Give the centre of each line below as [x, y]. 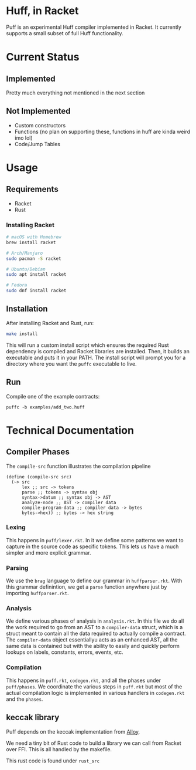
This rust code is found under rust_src [53, 761]
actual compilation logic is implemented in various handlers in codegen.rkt [95, 693]
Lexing [16, 528]
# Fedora [17, 285]
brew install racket [31, 242]
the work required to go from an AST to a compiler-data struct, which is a [94, 627]
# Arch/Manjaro [25, 253]
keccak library [33, 717]
